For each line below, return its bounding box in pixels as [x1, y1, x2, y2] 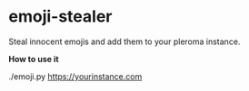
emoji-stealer [8, 6, 113, 27]
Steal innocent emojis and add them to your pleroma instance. [8, 36, 241, 47]
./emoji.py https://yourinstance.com [8, 70, 143, 82]
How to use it [8, 53, 60, 64]
